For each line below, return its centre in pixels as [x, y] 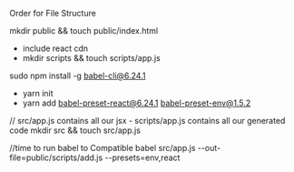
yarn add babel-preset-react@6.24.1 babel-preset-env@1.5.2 [137, 103]
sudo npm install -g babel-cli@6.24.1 [78, 76]
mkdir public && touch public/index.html [84, 30]
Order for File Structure [53, 13]
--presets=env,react [142, 157]
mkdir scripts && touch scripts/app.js [91, 58]
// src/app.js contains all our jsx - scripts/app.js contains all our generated [147, 121]
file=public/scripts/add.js [56, 157]
